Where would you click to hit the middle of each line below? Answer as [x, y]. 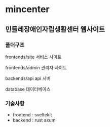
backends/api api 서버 [28, 78]
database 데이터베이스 [28, 89]
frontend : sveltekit [32, 115]
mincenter [27, 9]
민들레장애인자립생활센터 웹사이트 [55, 29]
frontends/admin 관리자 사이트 [36, 67]
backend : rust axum [34, 120]
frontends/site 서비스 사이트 [33, 57]
